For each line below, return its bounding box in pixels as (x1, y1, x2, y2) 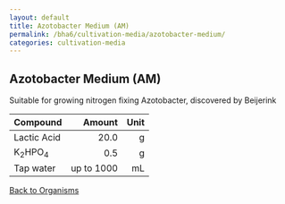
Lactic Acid (13, 132, 61, 144)
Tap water (13, 162, 56, 174)
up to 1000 (71, 162, 119, 174)
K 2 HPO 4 (13, 146, 49, 160)
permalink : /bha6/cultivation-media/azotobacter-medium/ (9, 30, 226, 38)
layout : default (9, 13, 70, 22)
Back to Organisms (9, 185, 80, 196)
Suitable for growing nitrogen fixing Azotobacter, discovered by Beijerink (9, 95, 277, 106)
